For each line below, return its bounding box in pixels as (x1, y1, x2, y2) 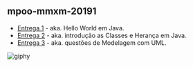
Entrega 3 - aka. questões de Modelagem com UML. (17, 38, 167, 47)
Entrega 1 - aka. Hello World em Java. (17, 23, 125, 32)
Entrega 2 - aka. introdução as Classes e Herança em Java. (17, 31, 187, 39)
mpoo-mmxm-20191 (7, 6, 97, 17)
